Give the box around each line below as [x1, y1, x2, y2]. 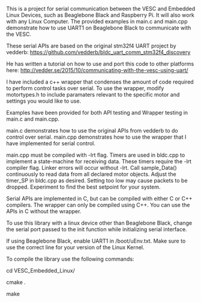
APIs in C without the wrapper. [6, 208, 82, 215]
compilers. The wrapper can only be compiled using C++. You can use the [6, 201, 190, 208]
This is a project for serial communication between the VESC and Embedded [6, 5, 196, 12]
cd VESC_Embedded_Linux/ [6, 267, 75, 274]
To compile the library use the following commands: [6, 255, 134, 262]
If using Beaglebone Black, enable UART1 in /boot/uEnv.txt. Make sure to [6, 237, 186, 244]
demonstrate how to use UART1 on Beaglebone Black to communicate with [6, 24, 191, 31]
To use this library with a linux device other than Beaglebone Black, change [6, 219, 193, 226]
